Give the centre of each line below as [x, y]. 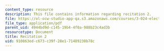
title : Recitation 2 [26, 37]
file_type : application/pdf [34, 23]
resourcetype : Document [29, 32]
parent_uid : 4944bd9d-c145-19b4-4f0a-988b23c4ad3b [58, 28]
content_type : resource [29, 9]
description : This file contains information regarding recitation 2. [78, 14]
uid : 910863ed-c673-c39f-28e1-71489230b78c [50, 41]
